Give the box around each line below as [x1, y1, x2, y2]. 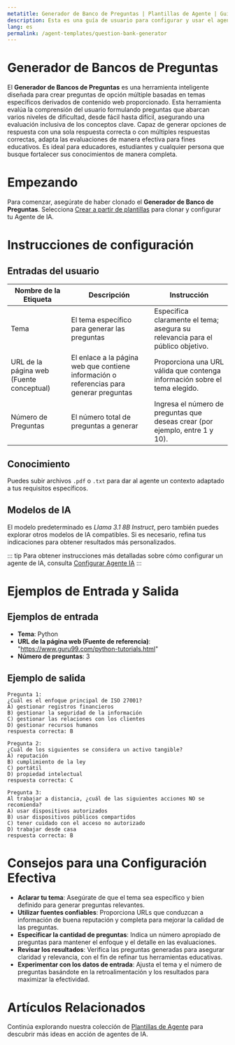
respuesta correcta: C [7, 777, 73, 784]
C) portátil [7, 764, 42, 771]
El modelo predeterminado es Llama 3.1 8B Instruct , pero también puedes [7, 522, 219, 531]
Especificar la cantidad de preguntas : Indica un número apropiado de [17, 930, 221, 939]
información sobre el [153, 375, 222, 385]
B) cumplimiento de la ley [7, 758, 86, 766]
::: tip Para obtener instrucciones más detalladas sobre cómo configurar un [7, 551, 223, 560]
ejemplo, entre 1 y [153, 425, 214, 435]
